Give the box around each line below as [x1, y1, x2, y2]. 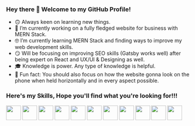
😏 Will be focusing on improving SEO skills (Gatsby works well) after [14, 50, 181, 57]
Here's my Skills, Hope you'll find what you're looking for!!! [6, 92, 178, 100]
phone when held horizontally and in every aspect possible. [14, 77, 159, 84]
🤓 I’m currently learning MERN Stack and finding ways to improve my [14, 37, 182, 44]
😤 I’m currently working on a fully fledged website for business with [14, 24, 178, 32]
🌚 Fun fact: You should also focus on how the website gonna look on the [14, 71, 190, 78]
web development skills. [14, 44, 73, 51]
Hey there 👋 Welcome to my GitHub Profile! [6, 5, 131, 13]
